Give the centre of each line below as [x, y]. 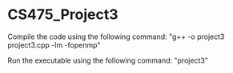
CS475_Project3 [63, 15]
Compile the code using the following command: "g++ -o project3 [116, 36]
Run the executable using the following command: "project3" [108, 60]
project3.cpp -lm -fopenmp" [54, 44]
